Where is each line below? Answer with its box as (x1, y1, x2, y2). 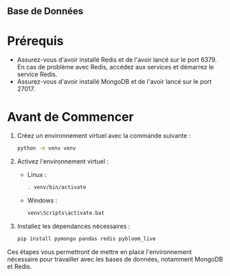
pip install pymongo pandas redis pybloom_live (16, 235, 156, 242)
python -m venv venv (16, 145, 76, 152)
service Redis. (16, 70, 58, 78)
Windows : (27, 196, 58, 205)
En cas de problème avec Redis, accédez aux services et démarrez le (16, 63, 214, 71)
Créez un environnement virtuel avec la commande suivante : (16, 132, 191, 140)
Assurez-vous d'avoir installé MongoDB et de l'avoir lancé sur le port (16, 78, 212, 86)
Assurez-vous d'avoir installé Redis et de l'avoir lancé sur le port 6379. (16, 56, 218, 64)
